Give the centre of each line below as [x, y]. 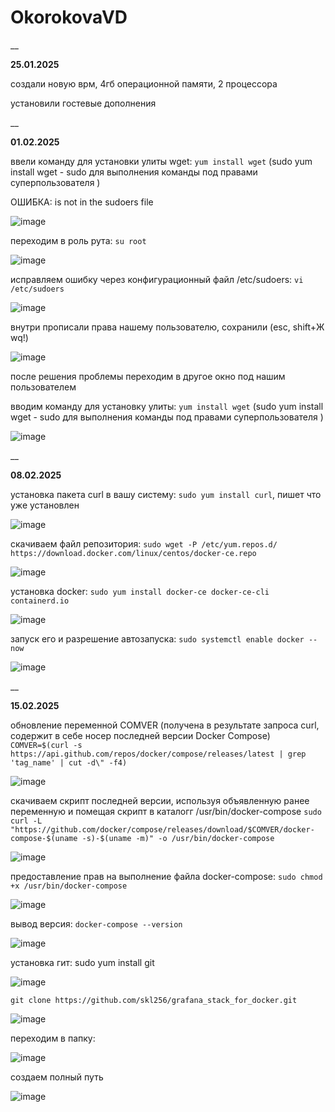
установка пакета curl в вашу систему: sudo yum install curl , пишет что [166, 494]
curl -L [26, 821]
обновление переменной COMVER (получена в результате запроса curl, [165, 725]
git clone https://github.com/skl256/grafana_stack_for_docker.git [154, 1000]
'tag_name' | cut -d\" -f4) [69, 762]
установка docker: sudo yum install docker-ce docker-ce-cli [140, 591]
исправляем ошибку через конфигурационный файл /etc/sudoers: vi [157, 279]
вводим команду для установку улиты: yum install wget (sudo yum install [167, 406]
